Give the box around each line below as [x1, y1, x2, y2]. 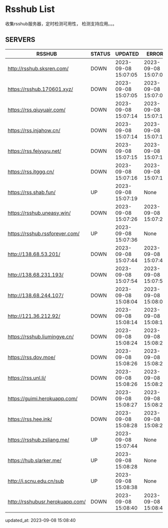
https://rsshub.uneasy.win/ [7, 209, 71, 216]
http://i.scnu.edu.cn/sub [7, 477, 64, 484]
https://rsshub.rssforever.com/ [7, 230, 80, 237]
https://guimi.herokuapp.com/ [7, 395, 78, 402]
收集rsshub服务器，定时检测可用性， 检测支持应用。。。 [5, 20, 117, 26]
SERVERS [5, 35, 35, 44]
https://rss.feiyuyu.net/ [7, 147, 61, 154]
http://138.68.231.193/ [7, 271, 64, 278]
